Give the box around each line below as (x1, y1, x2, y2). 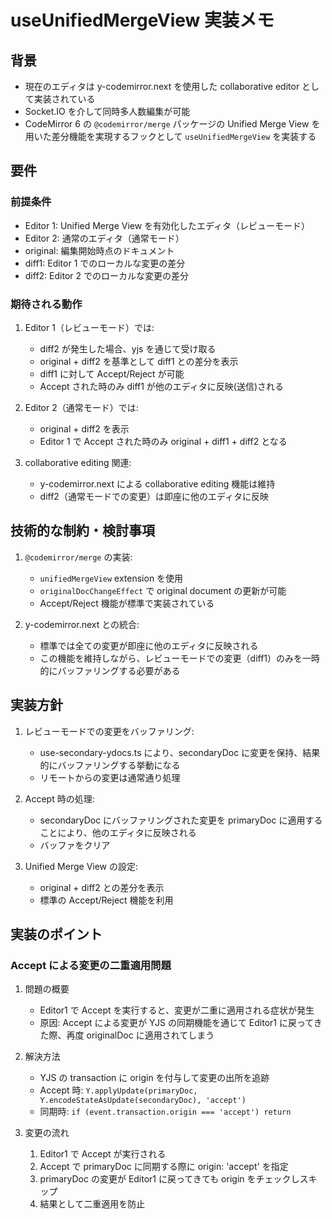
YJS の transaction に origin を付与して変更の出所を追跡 (39, 1072, 270, 1084)
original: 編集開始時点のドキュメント (24, 244, 175, 256)
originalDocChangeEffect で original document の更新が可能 (39, 584, 287, 596)
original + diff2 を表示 (39, 422, 130, 435)
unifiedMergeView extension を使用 (39, 572, 184, 584)
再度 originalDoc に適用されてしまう (66, 1029, 215, 1041)
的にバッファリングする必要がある (39, 664, 181, 676)
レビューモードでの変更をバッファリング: (24, 725, 195, 737)
